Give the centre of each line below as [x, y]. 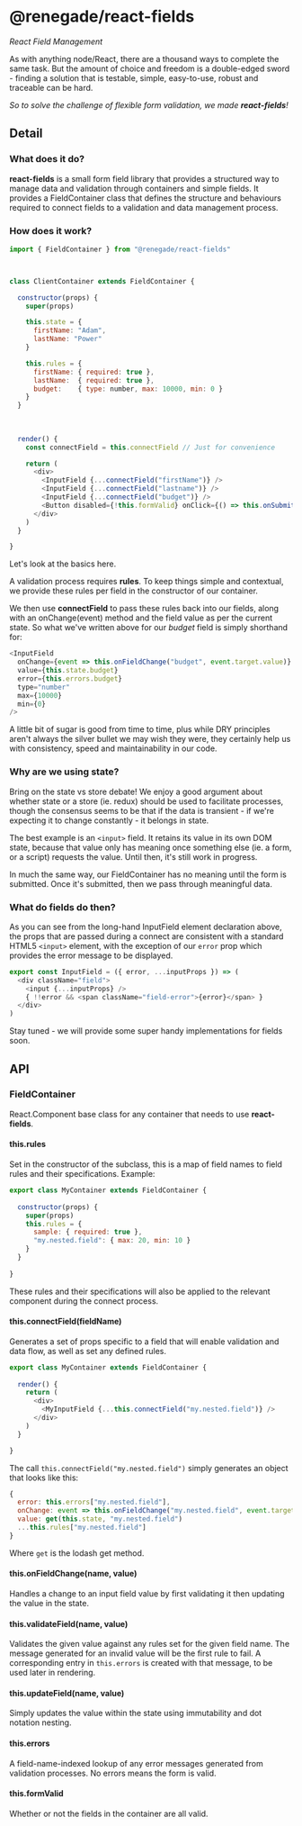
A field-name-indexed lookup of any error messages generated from [136, 1763]
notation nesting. [40, 1722]
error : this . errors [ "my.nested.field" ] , [94, 1502]
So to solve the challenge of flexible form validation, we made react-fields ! [149, 104]
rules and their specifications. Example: [82, 1174]
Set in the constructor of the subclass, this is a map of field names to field [146, 1164]
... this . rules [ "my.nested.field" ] [82, 1528]
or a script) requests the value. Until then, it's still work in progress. [133, 856]
